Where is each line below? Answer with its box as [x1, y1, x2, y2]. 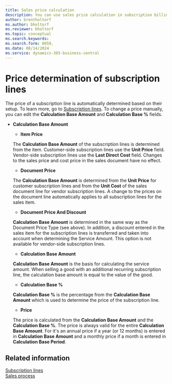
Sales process [5, 373, 35, 379]
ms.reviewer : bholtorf [5, 27, 54, 32]
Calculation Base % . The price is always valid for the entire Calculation [12, 322, 164, 329]
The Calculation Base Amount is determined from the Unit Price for [12, 178, 157, 184]
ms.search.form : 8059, [5, 41, 54, 46]
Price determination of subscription [5, 72, 160, 84]
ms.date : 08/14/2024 [5, 46, 50, 51]
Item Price [20, 131, 43, 138]
